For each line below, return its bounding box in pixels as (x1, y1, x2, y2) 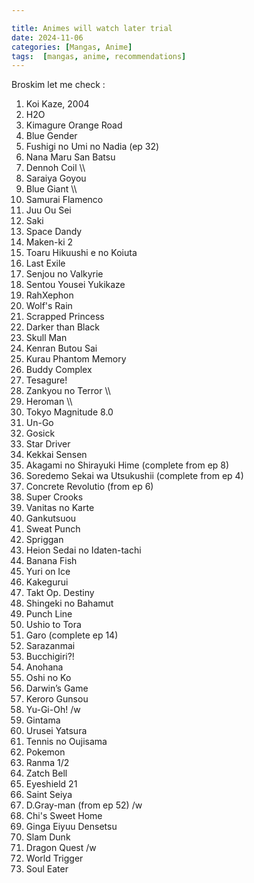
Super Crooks (25, 491, 84, 503)
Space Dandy (25, 226, 83, 238)
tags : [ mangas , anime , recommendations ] (11, 51, 187, 61)
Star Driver (25, 438, 71, 450)
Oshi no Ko (25, 672, 72, 684)
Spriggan (25, 534, 64, 546)
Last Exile (25, 257, 66, 270)
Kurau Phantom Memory (25, 353, 127, 365)
